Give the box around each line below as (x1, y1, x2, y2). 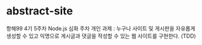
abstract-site (6, 4, 74, 18)
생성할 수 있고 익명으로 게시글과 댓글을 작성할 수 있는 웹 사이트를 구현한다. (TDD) (6, 32, 196, 40)
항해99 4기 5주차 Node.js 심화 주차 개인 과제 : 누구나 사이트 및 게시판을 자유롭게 (6, 25, 196, 32)
